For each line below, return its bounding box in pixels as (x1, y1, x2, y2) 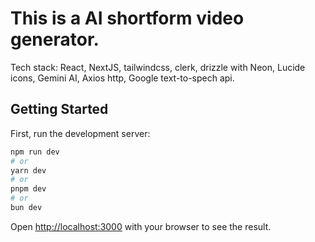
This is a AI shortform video (10, 7, 245, 30)
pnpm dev (10, 184, 47, 194)
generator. (10, 28, 100, 51)
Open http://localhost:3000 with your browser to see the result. (10, 220, 272, 232)
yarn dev (10, 165, 47, 176)
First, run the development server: (10, 127, 151, 139)
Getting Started (10, 101, 109, 118)
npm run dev (10, 147, 60, 157)
